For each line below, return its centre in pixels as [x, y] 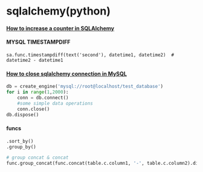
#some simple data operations [55, 103]
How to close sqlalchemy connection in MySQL [66, 73]
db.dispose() [23, 114]
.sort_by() [20, 141]
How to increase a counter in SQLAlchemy [60, 28]
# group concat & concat [37, 158]
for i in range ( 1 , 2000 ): [37, 92]
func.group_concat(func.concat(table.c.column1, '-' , [76, 164]
